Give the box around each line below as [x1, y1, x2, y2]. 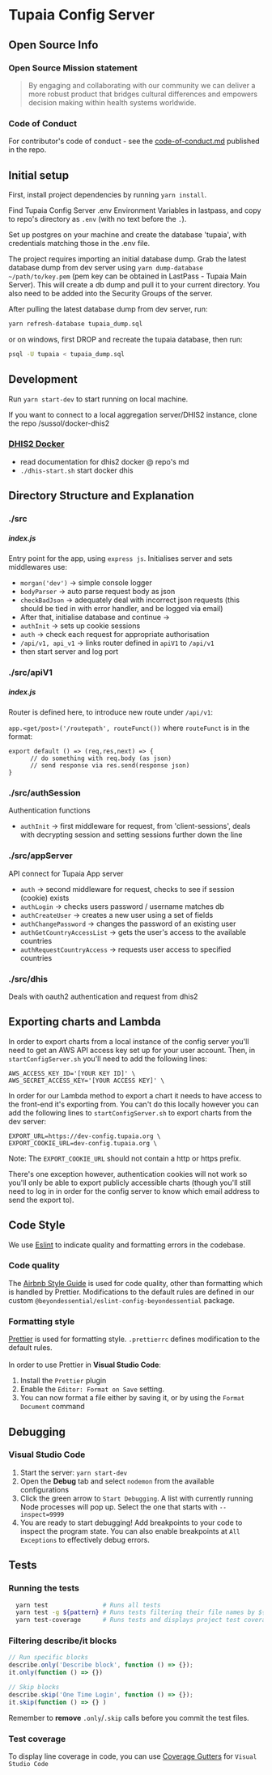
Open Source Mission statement [8, 62, 138, 74]
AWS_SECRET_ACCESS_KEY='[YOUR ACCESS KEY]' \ [8, 1076, 164, 1085]
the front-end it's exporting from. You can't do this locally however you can [8, 1099, 259, 1109]
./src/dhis [8, 973, 49, 984]
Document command [19, 1402, 85, 1412]
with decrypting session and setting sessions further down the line [19, 830, 243, 839]
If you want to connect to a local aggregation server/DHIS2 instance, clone [8, 410, 257, 419]
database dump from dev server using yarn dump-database [8, 262, 204, 272]
